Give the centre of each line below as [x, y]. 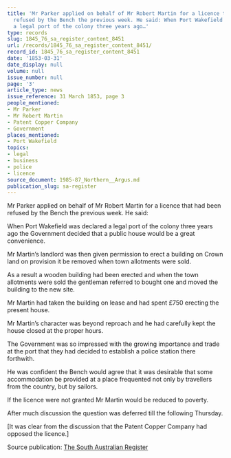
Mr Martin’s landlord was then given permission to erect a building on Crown [115, 254]
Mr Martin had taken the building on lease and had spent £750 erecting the [113, 303]
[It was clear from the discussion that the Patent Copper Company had [107, 426]
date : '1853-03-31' [35, 58]
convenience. [26, 241]
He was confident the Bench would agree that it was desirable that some [110, 372]
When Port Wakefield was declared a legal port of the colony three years [110, 226]
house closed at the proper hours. [55, 331]
